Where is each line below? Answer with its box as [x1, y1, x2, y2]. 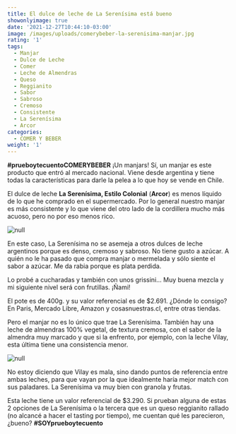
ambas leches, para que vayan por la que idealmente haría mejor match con [7, 375, 228, 384]
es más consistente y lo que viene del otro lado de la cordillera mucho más [7, 205, 225, 213]
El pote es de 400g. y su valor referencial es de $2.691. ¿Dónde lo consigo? [7, 297, 228, 306]
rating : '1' [7, 37, 42, 44]
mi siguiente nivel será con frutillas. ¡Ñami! [7, 283, 131, 291]
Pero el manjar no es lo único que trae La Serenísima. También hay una [7, 318, 214, 327]
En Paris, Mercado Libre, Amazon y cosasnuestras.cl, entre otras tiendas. [7, 304, 221, 313]
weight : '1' [7, 142, 42, 149]
